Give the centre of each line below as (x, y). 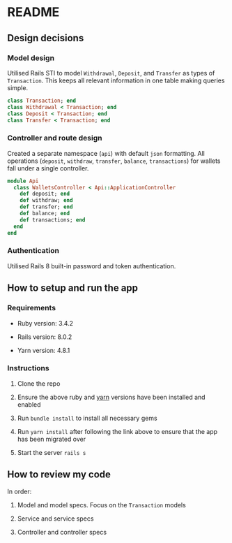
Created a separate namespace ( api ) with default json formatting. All (106, 153)
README (33, 12)
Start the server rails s (52, 452)
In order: (20, 491)
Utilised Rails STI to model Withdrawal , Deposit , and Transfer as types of (111, 73)
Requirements (32, 308)
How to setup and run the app (72, 288)
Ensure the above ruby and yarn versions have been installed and (111, 397)
